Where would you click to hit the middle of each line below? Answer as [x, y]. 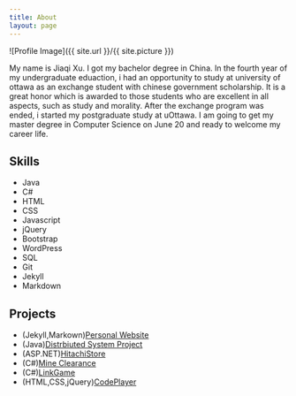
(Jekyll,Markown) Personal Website [85, 335]
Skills [24, 161]
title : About [33, 17]
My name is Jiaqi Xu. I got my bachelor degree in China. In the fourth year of [148, 68]
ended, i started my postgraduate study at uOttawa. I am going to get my [141, 115]
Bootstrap [40, 239]
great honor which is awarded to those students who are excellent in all [139, 96]
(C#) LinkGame [49, 373]
